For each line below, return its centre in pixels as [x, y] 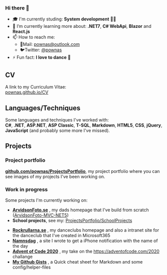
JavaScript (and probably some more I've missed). [58, 130]
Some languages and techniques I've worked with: [57, 120]
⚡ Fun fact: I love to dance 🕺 [41, 57]
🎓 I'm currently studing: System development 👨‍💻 [64, 19]
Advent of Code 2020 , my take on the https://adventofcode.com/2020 [86, 251]
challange [22, 257]
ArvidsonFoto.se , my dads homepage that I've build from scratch [81, 210]
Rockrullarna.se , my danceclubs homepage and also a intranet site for [86, 230]
